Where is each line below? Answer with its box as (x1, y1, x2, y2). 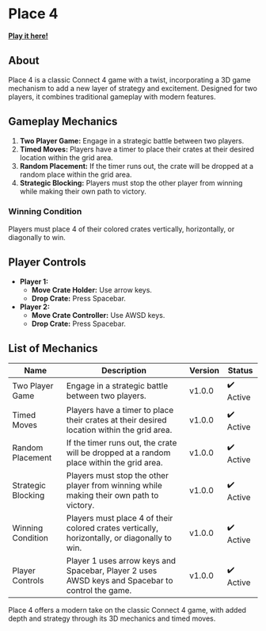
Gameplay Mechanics (8, 115, 118, 128)
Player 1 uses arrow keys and (66, 556, 177, 567)
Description (101, 365, 146, 377)
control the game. (66, 585, 132, 596)
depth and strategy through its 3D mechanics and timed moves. (8, 614, 216, 623)
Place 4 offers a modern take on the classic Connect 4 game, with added (8, 606, 247, 615)
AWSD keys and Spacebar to (66, 576, 173, 587)
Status (227, 365, 253, 377)
